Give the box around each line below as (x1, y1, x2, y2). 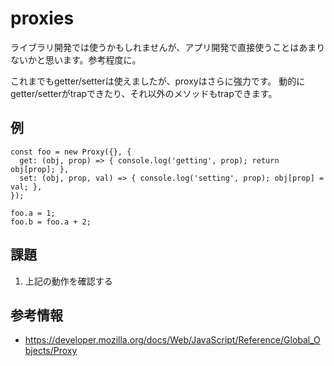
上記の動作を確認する (24, 275, 113, 287)
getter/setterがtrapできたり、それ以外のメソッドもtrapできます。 (10, 87, 278, 99)
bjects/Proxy (24, 345, 78, 357)
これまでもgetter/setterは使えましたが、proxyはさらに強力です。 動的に (10, 75, 306, 87)
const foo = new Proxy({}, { (10, 147, 132, 157)
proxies (10, 7, 75, 30)
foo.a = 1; (10, 208, 56, 218)
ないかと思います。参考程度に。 (10, 53, 142, 66)
